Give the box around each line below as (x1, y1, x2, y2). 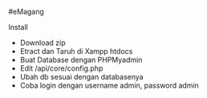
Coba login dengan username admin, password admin (19, 80, 199, 90)
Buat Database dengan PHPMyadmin (19, 55, 143, 64)
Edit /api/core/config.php (19, 63, 103, 73)
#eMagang (8, 7, 44, 16)
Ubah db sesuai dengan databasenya (19, 72, 144, 81)
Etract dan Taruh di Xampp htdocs (19, 47, 133, 55)
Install (8, 22, 28, 31)
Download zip (19, 38, 66, 47)
